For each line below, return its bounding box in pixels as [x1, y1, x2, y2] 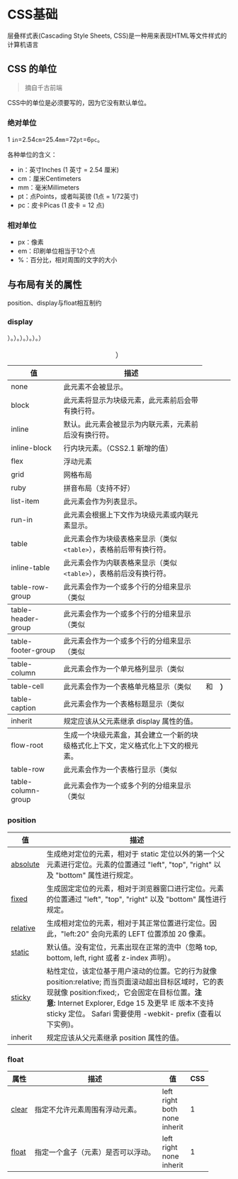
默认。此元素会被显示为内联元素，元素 [63, 420, 191, 430]
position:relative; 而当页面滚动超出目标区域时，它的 [46, 977, 217, 987]
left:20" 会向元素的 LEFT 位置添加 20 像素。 [64, 928, 210, 938]
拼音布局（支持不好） [63, 484, 135, 494]
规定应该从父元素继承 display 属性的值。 [63, 717, 198, 727]
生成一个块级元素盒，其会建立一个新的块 [63, 730, 198, 740]
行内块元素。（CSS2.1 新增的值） [63, 443, 173, 453]
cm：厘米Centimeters [17, 175, 81, 183]
